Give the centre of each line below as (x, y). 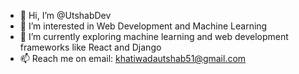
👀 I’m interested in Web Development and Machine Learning (143, 26)
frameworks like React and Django (90, 47)
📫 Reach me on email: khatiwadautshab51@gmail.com (133, 58)
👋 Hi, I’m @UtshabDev (65, 15)
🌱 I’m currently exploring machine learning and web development (154, 36)
